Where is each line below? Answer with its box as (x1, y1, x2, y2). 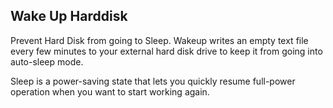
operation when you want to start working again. (10, 85, 210, 98)
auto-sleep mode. (10, 55, 84, 68)
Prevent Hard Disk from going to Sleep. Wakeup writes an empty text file (10, 34, 309, 46)
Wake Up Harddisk (10, 8, 128, 25)
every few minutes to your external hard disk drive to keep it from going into (10, 45, 323, 57)
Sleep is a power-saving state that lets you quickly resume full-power (10, 75, 296, 87)
